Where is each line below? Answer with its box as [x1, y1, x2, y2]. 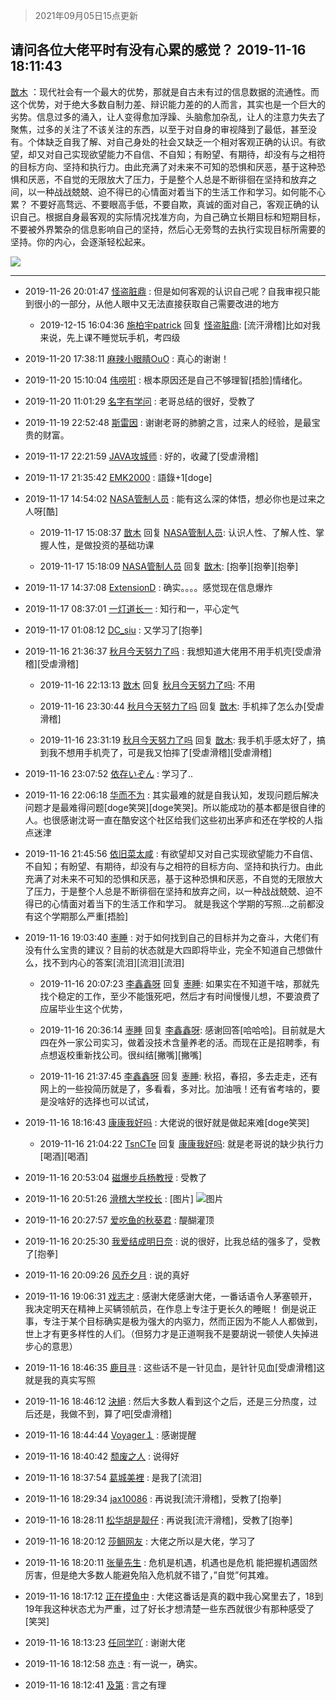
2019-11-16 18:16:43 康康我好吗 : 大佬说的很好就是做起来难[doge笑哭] [24, 1116, 310, 1128]
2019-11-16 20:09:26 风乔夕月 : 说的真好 [24, 1269, 190, 1281]
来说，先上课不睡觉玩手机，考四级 [39, 331, 181, 343]
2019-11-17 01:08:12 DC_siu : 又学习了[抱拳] [24, 624, 203, 636]
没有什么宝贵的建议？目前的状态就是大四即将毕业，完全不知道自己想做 [24, 944, 315, 956]
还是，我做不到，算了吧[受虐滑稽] [33, 1407, 173, 1419]
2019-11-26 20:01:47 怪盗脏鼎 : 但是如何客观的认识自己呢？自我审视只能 [24, 285, 321, 297]
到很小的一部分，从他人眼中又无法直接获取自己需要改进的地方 [24, 297, 280, 309]
